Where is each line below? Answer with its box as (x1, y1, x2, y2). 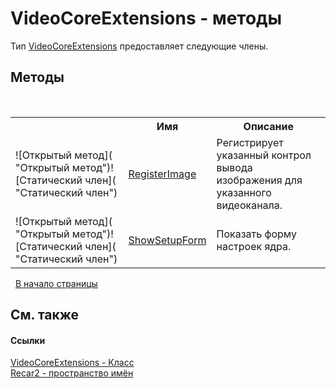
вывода (216, 160, 253, 174)
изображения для (216, 173, 303, 187)
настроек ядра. (216, 239, 292, 253)
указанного (216, 185, 272, 199)
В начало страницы (14, 277, 98, 289)
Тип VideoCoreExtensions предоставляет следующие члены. (10, 40, 269, 52)
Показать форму (216, 227, 297, 241)
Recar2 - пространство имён (10, 367, 134, 379)
